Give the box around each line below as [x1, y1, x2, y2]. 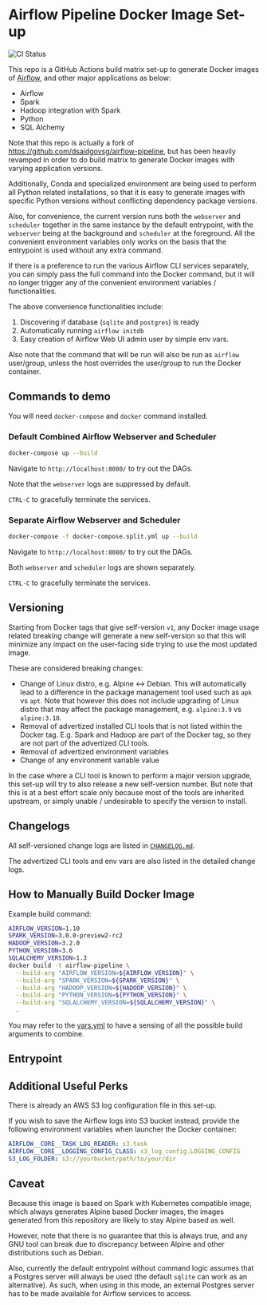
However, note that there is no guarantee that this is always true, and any [8, 1231, 249, 1240]
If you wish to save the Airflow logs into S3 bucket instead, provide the [8, 1116, 241, 1126]
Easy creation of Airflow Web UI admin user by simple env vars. [19, 334, 230, 344]
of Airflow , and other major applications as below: [8, 73, 171, 82]
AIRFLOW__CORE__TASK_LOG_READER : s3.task [8, 1140, 148, 1148]
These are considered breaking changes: [8, 663, 143, 673]
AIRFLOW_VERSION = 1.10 [8, 925, 80, 933]
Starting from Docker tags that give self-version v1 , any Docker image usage [8, 622, 260, 632]
